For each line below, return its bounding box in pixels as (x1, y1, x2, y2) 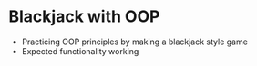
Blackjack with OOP (8, 6, 160, 27)
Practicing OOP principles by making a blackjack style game (21, 36, 248, 47)
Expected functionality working (21, 45, 139, 56)
